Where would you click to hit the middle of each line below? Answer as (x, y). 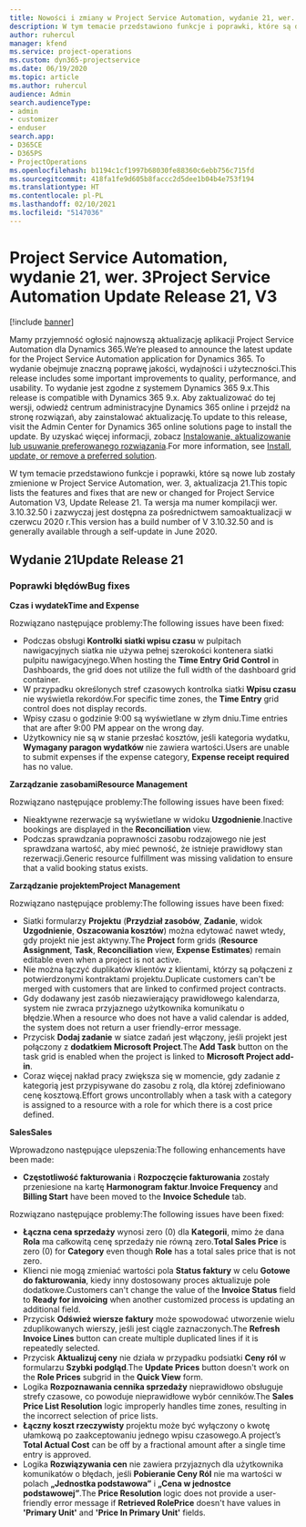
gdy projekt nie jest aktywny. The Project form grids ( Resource (140, 940)
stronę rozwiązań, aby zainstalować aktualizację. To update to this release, (148, 416)
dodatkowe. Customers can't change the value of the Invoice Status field (159, 1290)
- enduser (28, 128)
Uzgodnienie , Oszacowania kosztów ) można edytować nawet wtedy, (154, 931)
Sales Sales (31, 1132)
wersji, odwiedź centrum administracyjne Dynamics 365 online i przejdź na (150, 407)
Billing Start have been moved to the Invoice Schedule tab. (134, 1197)
